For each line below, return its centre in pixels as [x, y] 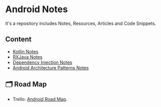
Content [19, 39]
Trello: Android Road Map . [40, 99]
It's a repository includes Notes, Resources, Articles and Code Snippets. [81, 23]
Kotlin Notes [25, 51]
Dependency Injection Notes [42, 62]
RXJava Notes [27, 57]
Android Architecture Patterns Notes [51, 67]
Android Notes [37, 9]
